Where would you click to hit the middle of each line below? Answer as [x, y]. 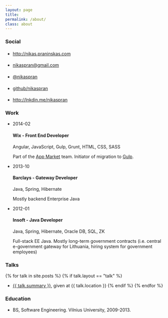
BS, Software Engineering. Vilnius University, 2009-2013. [72, 310]
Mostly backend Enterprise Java [46, 199]
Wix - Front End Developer [41, 136]
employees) [25, 252]
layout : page [19, 10]
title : [12, 15]
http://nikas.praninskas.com [42, 54]
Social [13, 42]
